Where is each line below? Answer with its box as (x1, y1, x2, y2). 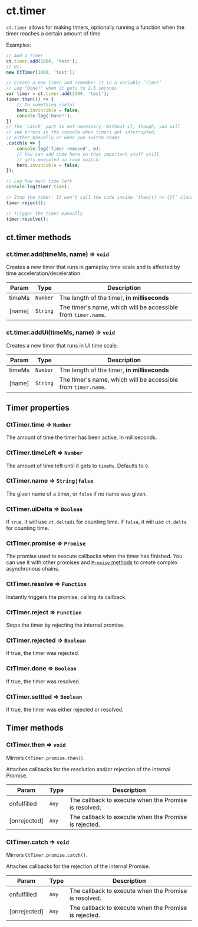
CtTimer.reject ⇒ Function (6, 608, 82, 616)
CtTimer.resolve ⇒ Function (6, 580, 87, 588)
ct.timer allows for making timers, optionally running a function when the (6, 24, 184, 31)
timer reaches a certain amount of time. (6, 30, 102, 37)
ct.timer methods (6, 232, 72, 243)
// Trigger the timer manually (6, 211, 83, 217)
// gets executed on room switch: (16, 156, 101, 163)
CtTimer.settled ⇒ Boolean (6, 692, 82, 700)
